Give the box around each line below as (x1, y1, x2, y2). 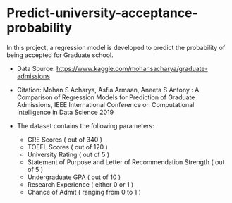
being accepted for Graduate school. (6, 51, 114, 59)
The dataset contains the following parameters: (16, 121, 154, 130)
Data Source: (16, 64, 56, 73)
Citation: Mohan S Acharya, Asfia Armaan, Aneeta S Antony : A (16, 85, 200, 94)
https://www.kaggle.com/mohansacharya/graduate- (56, 64, 209, 73)
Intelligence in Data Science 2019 (16, 108, 114, 116)
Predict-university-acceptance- (6, 5, 198, 21)
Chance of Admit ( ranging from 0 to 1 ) (27, 187, 142, 196)
